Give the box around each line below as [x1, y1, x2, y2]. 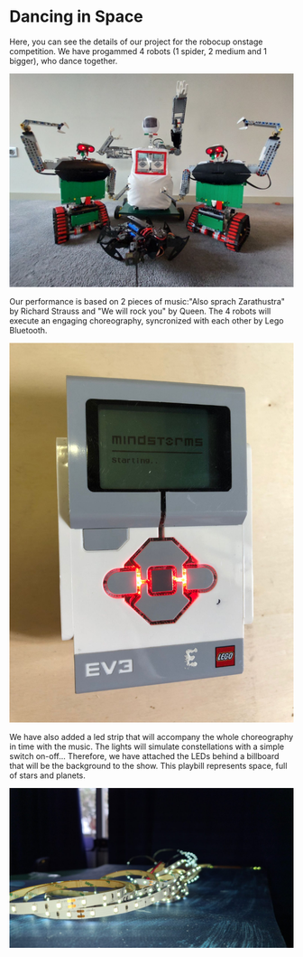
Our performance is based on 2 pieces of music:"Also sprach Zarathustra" [9, 296, 286, 306]
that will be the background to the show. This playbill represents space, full [9, 760, 288, 771]
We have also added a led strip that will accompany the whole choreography [9, 731, 294, 742]
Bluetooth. [9, 324, 48, 335]
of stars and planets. [9, 770, 86, 781]
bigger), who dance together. [9, 55, 118, 66]
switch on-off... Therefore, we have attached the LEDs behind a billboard [9, 750, 280, 761]
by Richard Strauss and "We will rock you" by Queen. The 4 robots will [9, 305, 271, 316]
